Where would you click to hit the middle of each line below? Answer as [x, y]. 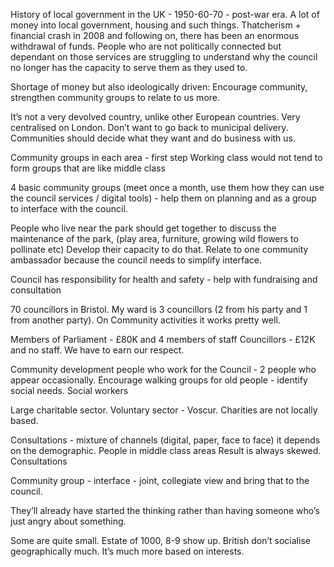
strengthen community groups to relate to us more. [115, 97]
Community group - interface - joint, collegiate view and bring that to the [160, 480]
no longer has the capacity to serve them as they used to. [129, 67]
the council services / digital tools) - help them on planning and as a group [163, 198]
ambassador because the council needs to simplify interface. [136, 260]
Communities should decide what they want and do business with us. [153, 138]
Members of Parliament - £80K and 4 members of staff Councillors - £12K [163, 339]
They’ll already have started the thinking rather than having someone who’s [165, 510]
